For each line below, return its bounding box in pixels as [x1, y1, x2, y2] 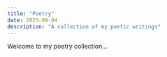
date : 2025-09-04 [7, 17, 58, 24]
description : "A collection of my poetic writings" [7, 23, 161, 30]
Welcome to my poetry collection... [7, 42, 108, 51]
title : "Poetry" [7, 10, 55, 17]
